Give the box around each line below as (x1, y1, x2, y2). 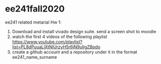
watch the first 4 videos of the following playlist (12, 34, 107, 39)
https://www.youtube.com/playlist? (12, 38, 83, 44)
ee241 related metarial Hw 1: (5, 19, 62, 25)
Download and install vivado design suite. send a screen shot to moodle (12, 28, 157, 34)
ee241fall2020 (5, 3, 65, 14)
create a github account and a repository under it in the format (12, 49, 138, 55)
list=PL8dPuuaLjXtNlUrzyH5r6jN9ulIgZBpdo (12, 44, 101, 50)
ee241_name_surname (12, 54, 57, 60)
